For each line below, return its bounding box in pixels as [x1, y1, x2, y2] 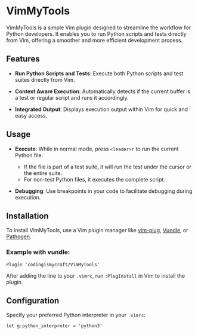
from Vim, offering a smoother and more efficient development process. [6, 36, 183, 44]
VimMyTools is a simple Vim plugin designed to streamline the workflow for [6, 24, 191, 31]
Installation [6, 211, 49, 221]
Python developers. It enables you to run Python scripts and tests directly [6, 30, 187, 37]
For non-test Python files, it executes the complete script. [23, 176, 165, 183]
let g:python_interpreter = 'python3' [6, 323, 103, 329]
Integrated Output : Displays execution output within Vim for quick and [14, 106, 188, 113]
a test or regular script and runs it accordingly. [14, 94, 129, 101]
